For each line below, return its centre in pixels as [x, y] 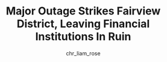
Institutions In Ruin [83, 37]
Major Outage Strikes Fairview [83, 11]
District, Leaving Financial [83, 24]
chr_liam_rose [83, 53]
